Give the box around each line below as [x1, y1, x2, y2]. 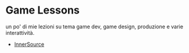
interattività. [5, 29, 35, 36]
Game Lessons [5, 4, 80, 17]
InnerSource [14, 41, 45, 48]
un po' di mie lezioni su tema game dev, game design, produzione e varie [5, 23, 184, 30]
